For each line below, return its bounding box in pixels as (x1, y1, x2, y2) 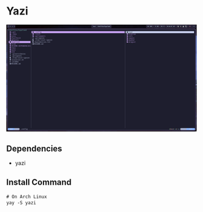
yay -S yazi (6, 200, 36, 206)
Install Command (6, 177, 72, 187)
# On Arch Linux (6, 194, 47, 200)
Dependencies (6, 143, 62, 153)
